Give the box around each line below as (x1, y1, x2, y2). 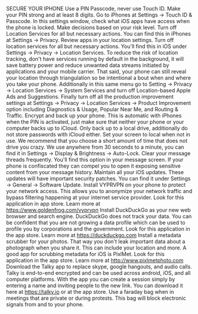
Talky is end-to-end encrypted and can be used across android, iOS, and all (6, 270, 191, 276)
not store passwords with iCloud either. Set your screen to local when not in (6, 131, 191, 138)
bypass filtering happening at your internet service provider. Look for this (6, 194, 184, 201)
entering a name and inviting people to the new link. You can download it (6, 282, 183, 289)
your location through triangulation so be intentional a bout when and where (6, 74, 191, 81)
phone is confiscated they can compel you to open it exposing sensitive (6, 162, 181, 169)
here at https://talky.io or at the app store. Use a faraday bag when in (6, 289, 174, 295)
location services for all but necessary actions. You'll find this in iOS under (6, 43, 187, 50)
